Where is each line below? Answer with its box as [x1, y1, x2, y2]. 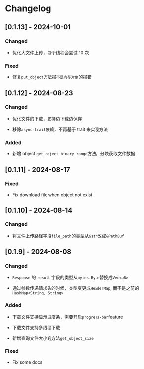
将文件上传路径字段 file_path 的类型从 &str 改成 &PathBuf [12, 233, 125, 239]
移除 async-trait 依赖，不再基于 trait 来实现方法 [12, 126, 108, 132]
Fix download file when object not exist [12, 192, 93, 198]
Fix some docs [12, 359, 43, 365]
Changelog [5, 3, 51, 14]
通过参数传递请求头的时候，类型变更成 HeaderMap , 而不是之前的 [12, 285, 140, 291]
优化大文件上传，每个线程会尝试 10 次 [12, 49, 89, 55]
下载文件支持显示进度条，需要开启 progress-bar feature [12, 314, 123, 320]
